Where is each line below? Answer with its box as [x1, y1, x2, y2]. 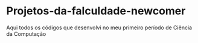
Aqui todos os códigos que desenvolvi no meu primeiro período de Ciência [6, 24, 192, 31]
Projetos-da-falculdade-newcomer [6, 4, 186, 18]
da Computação [6, 30, 46, 37]
